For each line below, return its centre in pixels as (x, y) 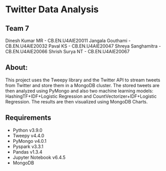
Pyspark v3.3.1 (28, 146)
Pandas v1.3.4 (27, 152)
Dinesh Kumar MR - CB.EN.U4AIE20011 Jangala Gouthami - (68, 40)
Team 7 (17, 28)
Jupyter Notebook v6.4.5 (39, 157)
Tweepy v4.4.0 (28, 135)
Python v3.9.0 (27, 130)
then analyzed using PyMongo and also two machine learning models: (79, 91)
